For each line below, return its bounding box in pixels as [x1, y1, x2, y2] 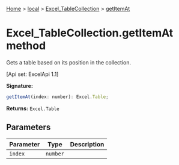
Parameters [6, 122, 51, 132]
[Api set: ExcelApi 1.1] [6, 70, 59, 78]
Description [70, 140, 105, 148]
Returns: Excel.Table [6, 105, 59, 112]
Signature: [6, 82, 33, 89]
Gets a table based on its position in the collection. [6, 58, 132, 66]
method [6, 39, 46, 53]
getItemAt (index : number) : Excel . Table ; [6, 93, 109, 100]
